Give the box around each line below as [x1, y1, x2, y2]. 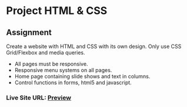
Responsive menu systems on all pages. [14, 67, 112, 74]
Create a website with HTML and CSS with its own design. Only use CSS [6, 43, 182, 50]
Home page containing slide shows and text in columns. [14, 73, 151, 80]
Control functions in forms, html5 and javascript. [14, 79, 132, 86]
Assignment [6, 27, 52, 37]
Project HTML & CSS [6, 4, 108, 18]
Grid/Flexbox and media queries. [6, 49, 85, 56]
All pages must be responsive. [14, 60, 88, 67]
